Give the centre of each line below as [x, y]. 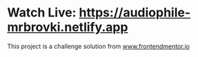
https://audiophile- [135, 13]
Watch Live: [42, 13]
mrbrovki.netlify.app [68, 27]
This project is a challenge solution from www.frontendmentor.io [98, 46]
